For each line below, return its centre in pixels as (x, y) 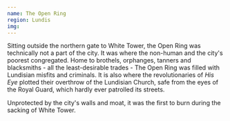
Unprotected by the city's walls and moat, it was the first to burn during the (114, 103)
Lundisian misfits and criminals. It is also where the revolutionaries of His (111, 75)
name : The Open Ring (37, 13)
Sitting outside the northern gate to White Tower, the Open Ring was (104, 46)
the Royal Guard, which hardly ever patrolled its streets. (86, 89)
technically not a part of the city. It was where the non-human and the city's (115, 53)
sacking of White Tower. (41, 110)
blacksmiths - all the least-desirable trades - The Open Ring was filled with (113, 68)
